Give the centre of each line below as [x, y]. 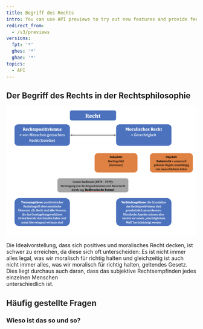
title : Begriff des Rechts [40, 13]
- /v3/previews [31, 32]
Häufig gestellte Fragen [51, 303]
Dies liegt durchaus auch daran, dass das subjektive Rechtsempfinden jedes [101, 271]
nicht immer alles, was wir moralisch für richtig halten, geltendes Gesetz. [97, 265]
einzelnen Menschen [32, 277]
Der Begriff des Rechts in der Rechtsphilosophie [98, 95]
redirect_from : [25, 25]
